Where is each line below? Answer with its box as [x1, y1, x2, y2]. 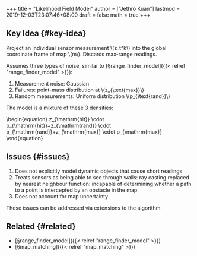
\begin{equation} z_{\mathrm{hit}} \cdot [6, 115, 104, 122]
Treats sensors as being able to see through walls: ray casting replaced [14, 173, 190, 181]
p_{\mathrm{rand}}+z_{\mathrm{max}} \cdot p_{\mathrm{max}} [6, 128, 163, 135]
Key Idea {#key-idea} [6, 29, 87, 39]
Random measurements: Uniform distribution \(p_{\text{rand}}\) [14, 92, 170, 100]
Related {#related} [6, 222, 76, 232]
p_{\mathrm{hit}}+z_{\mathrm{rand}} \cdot [6, 122, 112, 129]
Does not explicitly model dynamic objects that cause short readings [14, 167, 183, 175]
